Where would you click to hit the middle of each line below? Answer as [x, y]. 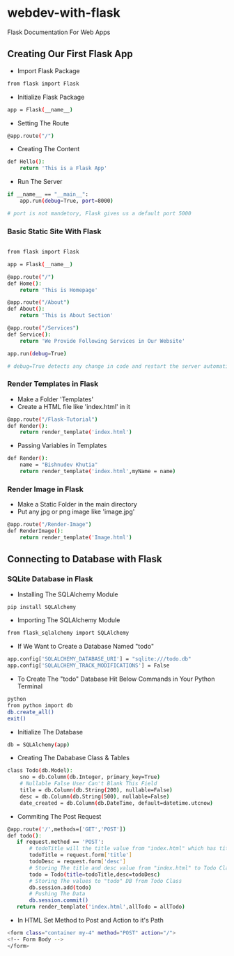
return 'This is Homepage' [59, 290]
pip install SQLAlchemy [42, 607]
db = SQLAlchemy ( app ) [39, 745]
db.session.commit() [59, 900]
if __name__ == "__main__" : [48, 194]
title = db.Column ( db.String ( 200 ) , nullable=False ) [96, 790]
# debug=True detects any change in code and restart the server [104, 366]
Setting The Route [43, 123]
